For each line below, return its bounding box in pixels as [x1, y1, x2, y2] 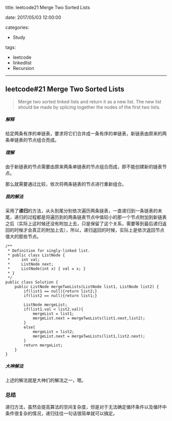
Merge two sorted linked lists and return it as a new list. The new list [17, 98, 162, 104]
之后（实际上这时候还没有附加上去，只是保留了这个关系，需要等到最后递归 [5, 220, 162, 226]
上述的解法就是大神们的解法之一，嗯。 [5, 377, 86, 383]
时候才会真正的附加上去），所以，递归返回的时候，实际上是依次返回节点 [14, 226, 165, 233]
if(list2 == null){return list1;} [24, 293, 97, 298]
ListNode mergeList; [24, 302, 68, 307]
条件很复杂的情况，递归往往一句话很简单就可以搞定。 [5, 410, 118, 416]
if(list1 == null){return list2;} [24, 288, 97, 294]
